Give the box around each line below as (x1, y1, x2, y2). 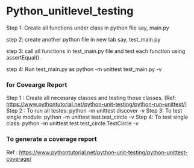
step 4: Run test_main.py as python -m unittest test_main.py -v (6, 65, 162, 73)
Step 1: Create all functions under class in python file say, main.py (6, 24, 170, 31)
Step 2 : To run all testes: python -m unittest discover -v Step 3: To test (6, 107, 183, 114)
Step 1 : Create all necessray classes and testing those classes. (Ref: (6, 95, 177, 102)
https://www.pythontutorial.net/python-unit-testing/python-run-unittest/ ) (6, 101, 187, 108)
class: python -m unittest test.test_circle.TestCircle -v (6, 120, 139, 127)
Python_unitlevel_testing (6, 4, 134, 18)
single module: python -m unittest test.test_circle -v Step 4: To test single (6, 113, 189, 121)
